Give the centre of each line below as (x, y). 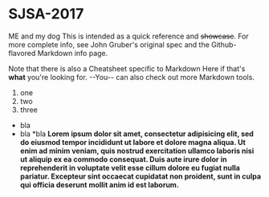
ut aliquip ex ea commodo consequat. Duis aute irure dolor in (123, 159)
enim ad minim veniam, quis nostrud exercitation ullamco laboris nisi (137, 151)
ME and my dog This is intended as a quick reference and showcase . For (128, 36)
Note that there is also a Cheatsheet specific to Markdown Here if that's (127, 68)
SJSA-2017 (46, 14)
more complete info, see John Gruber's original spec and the (109, 44)
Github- (224, 44)
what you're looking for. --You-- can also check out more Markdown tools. (132, 77)
